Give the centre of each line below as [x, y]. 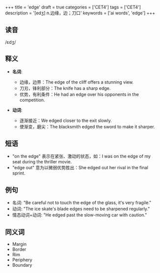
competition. [32, 100]
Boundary [22, 265]
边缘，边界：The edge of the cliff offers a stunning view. [77, 82]
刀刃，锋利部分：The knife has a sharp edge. [65, 88]
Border [19, 249]
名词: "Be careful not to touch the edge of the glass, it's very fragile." [82, 203]
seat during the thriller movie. [42, 162]
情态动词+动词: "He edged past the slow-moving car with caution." [80, 215]
